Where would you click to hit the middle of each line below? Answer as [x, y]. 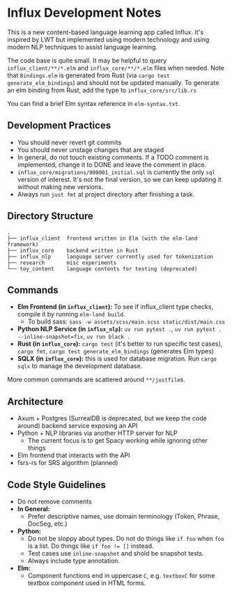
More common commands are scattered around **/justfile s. [96, 380]
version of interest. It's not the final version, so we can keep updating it [119, 179]
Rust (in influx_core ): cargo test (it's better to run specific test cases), [120, 344]
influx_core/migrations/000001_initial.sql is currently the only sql [116, 172]
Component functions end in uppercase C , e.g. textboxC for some [121, 576]
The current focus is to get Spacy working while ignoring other [117, 441]
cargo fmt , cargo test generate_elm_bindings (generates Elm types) [116, 351]
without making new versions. [60, 187]
